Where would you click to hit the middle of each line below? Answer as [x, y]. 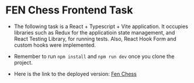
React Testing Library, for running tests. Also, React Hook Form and [95, 39]
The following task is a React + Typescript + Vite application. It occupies [101, 26]
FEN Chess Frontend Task [69, 10]
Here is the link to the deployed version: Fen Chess [75, 74]
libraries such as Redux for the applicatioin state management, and [94, 32]
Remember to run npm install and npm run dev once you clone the [94, 56]
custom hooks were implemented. [55, 45]
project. [23, 63]
